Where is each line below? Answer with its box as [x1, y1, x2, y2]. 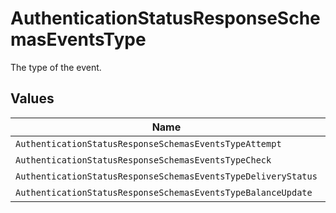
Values [10, 90, 55, 107]
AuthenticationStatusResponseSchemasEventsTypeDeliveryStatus [15, 170, 318, 182]
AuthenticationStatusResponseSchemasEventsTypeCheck [15, 154, 272, 166]
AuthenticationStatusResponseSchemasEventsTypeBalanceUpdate [15, 187, 313, 198]
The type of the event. [10, 61, 102, 73]
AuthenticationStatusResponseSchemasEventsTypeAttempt [15, 138, 282, 149]
